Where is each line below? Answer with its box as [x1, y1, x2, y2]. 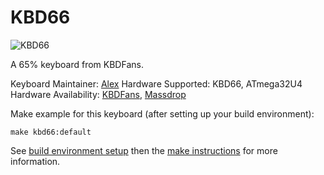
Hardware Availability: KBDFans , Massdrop [10, 88, 187, 100]
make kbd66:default [10, 127, 92, 137]
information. [10, 155, 61, 167]
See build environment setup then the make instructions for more [10, 144, 278, 156]
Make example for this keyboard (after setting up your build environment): [10, 107, 315, 120]
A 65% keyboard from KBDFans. [10, 58, 144, 70]
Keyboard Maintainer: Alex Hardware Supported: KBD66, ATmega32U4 [10, 77, 303, 90]
